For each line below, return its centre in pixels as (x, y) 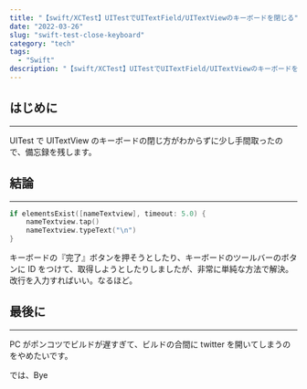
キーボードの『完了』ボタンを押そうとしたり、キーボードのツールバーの (145, 258)
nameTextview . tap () (63, 222)
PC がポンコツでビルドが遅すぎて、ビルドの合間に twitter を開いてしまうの (150, 344)
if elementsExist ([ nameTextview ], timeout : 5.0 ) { (108, 214)
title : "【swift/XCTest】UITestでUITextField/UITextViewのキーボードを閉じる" (154, 18)
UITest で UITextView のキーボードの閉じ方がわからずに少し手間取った (143, 140)
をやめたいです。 (41, 355)
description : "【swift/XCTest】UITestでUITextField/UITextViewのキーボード (151, 69)
